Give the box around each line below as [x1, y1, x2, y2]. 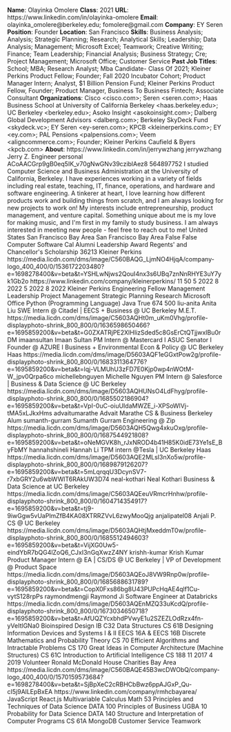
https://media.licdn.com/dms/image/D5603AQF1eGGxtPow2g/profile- [23, 350, 222, 358]
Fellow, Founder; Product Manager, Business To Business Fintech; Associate [7, 86, 224, 95]
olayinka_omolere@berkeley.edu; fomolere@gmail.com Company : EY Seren [7, 21, 223, 28]
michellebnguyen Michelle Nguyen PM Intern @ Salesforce [54, 373, 223, 380]
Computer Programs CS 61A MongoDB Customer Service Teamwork [7, 717, 201, 725]
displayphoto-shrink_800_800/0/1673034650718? [7, 607, 148, 615]
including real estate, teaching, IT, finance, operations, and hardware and [7, 182, 215, 190]
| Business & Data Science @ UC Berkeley [7, 379, 126, 388]
